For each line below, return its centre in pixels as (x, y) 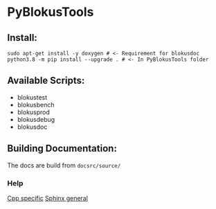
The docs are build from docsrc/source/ (64, 165)
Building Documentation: (62, 148)
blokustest (32, 97)
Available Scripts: (46, 81)
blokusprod (34, 112)
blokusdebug (36, 119)
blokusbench (36, 104)
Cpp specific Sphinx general (48, 198)
